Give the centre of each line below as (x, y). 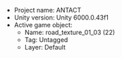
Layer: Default (45, 47)
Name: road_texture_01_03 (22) (69, 32)
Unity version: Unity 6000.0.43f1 (61, 17)
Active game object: (43, 25)
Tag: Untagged (46, 40)
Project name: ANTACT (48, 10)
